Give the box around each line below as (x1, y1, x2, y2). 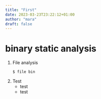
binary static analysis (5, 43, 96, 54)
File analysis (12, 60, 38, 66)
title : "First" (5, 7, 37, 13)
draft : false (5, 21, 32, 27)
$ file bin (12, 69, 35, 74)
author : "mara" (5, 17, 37, 22)
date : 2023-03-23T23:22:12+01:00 (5, 12, 75, 17)
